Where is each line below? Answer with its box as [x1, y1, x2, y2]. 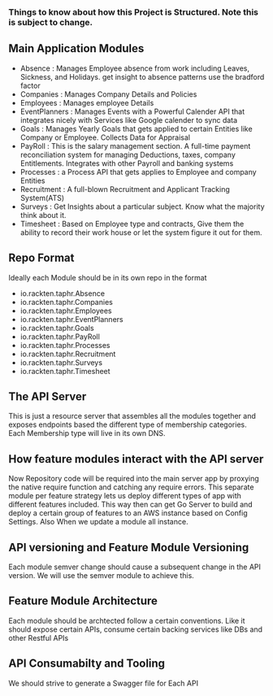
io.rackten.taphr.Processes [19, 340, 110, 350]
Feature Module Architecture [8, 594, 158, 608]
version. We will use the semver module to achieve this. [8, 570, 195, 580]
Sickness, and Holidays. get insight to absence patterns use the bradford [19, 72, 265, 81]
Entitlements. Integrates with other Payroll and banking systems [19, 158, 234, 168]
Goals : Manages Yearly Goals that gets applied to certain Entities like [19, 124, 253, 133]
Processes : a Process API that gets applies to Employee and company [19, 167, 258, 176]
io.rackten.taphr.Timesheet [19, 366, 111, 376]
